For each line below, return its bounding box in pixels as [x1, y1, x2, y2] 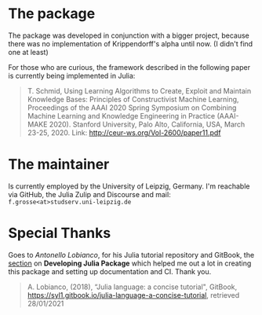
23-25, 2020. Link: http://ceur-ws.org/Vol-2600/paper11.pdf [27, 127, 221, 137]
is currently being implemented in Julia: [8, 71, 136, 80]
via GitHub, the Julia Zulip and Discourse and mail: [8, 189, 171, 199]
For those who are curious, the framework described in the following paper [8, 62, 251, 71]
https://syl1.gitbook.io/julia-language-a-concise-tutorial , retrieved [27, 290, 240, 299]
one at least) [8, 47, 49, 57]
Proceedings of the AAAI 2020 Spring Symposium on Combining [27, 103, 237, 112]
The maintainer [8, 156, 110, 174]
